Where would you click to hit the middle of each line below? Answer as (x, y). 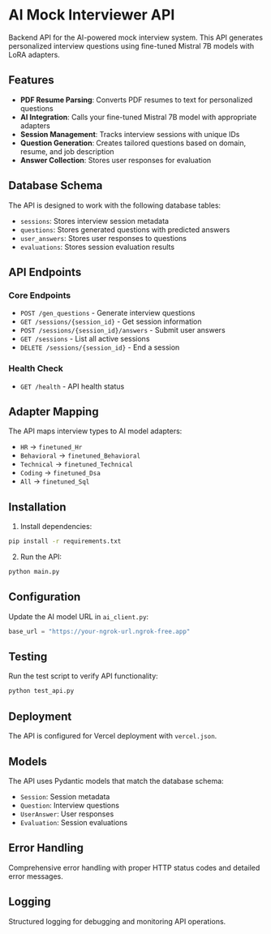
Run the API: (41, 557)
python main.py (34, 572)
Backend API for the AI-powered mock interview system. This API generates (136, 37)
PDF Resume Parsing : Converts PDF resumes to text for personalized (136, 100)
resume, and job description (67, 151)
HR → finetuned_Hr (51, 447)
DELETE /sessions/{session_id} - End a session (100, 347)
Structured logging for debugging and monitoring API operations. (117, 921)
